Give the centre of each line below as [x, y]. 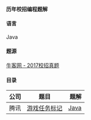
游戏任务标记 [45, 108]
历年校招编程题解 [27, 9]
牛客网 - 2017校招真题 [33, 65]
